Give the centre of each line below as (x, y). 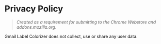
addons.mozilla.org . (36, 27)
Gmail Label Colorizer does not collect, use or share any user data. (71, 36)
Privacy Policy (34, 9)
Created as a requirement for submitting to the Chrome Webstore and (86, 22)
